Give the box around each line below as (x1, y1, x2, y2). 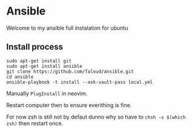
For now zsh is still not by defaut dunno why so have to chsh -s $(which (6, 113, 186, 120)
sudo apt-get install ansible (6, 63, 83, 69)
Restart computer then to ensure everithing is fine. (6, 101, 132, 108)
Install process (6, 42, 64, 52)
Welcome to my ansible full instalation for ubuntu (6, 24, 128, 31)
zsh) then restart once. (6, 119, 64, 127)
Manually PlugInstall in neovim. (6, 90, 88, 97)
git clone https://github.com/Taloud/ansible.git (6, 68, 134, 74)
